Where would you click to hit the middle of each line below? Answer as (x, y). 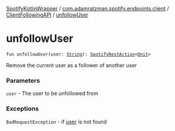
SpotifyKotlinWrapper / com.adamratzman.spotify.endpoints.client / (87, 9)
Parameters (23, 80)
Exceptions (23, 109)
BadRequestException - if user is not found (57, 122)
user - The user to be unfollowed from (52, 93)
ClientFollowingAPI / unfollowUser (47, 15)
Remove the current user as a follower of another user (71, 65)
